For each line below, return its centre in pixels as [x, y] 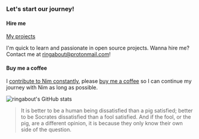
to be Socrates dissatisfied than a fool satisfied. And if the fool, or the [106, 117]
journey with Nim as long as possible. [52, 88]
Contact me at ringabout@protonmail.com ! [59, 54]
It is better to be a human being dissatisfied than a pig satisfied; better [107, 111]
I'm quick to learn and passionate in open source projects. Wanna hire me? [98, 48]
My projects [21, 36]
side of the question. [46, 129]
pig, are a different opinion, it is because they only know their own [102, 123]
